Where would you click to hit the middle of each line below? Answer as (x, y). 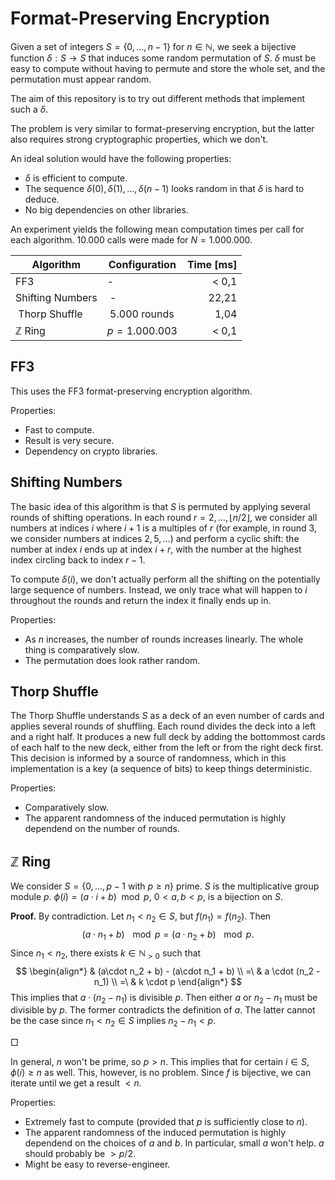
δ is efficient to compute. (76, 178)
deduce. (42, 199)
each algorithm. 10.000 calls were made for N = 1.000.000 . (131, 239)
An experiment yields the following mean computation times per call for (157, 229)
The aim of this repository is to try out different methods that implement (157, 98)
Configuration (142, 264)
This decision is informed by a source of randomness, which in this (148, 758)
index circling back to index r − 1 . (78, 559)
